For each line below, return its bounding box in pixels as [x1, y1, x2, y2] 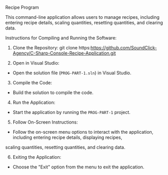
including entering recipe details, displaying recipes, [12, 134, 122, 140]
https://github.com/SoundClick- [91, 45, 157, 50]
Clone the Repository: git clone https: [12, 45, 91, 50]
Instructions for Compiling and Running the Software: [5, 35, 117, 41]
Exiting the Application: [12, 154, 62, 160]
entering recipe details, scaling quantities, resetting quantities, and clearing [5, 20, 163, 25]
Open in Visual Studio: [12, 60, 60, 66]
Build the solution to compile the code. [12, 90, 94, 96]
